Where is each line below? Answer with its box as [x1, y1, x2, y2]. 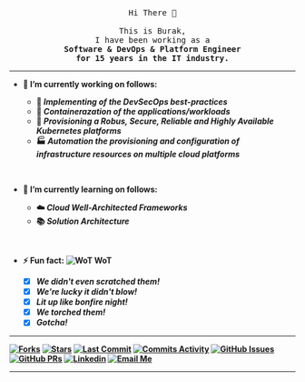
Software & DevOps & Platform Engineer [64, 45, 241, 54]
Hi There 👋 [128, 8, 177, 17]
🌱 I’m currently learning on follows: [22, 184, 158, 195]
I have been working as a [94, 35, 211, 45]
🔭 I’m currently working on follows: [22, 79, 158, 89]
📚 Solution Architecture [35, 216, 130, 226]
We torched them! [35, 307, 106, 317]
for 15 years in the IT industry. [75, 54, 230, 63]
